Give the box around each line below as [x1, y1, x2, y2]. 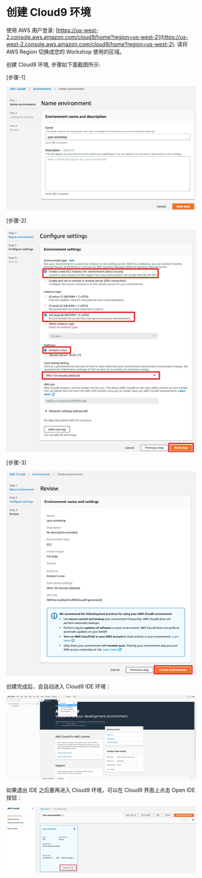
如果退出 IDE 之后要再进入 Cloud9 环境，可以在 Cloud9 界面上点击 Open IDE [6, 786, 195, 794]
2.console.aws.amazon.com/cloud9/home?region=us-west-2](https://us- [6, 33, 189, 40]
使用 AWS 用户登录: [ [6, 27, 58, 34]
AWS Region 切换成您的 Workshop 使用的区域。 [6, 48, 125, 55]
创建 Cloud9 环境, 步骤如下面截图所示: [6, 61, 101, 68]
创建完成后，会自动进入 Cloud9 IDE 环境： [6, 683, 112, 690]
